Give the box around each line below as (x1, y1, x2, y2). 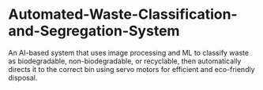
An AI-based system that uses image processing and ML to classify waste (8, 48, 250, 57)
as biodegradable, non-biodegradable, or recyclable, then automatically (8, 56, 242, 66)
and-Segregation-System (8, 22, 180, 40)
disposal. (8, 73, 38, 82)
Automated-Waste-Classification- (8, 5, 239, 23)
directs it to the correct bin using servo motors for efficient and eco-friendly (8, 64, 255, 74)
